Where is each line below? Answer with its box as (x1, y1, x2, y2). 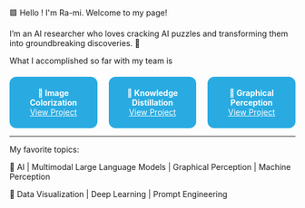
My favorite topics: (9, 144, 80, 155)
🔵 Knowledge (126, 88, 179, 98)
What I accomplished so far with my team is (9, 55, 173, 66)
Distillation (131, 98, 174, 108)
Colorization (29, 98, 77, 108)
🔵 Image (37, 88, 70, 98)
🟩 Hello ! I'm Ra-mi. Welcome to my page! (9, 7, 168, 18)
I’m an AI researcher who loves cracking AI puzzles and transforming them (9, 28, 289, 39)
